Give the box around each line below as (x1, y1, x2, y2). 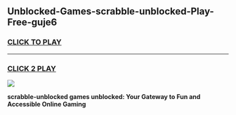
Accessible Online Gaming (7, 100, 86, 108)
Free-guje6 (7, 17, 58, 29)
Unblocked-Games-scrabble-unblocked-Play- (7, 6, 214, 17)
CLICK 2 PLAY (7, 63, 56, 73)
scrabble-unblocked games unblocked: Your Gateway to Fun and (7, 92, 201, 100)
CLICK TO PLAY (7, 38, 62, 47)
